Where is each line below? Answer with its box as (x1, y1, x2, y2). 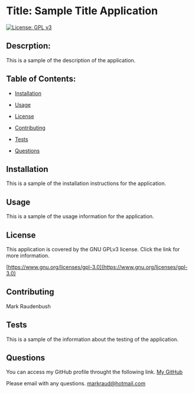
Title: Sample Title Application (6, 4, 158, 18)
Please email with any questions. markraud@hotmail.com (6, 380, 146, 387)
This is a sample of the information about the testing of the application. (6, 336, 179, 343)
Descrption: (6, 41, 51, 51)
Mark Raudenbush (6, 302, 51, 309)
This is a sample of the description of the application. (6, 56, 136, 63)
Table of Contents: (6, 74, 76, 84)
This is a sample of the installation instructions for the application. (6, 180, 167, 187)
